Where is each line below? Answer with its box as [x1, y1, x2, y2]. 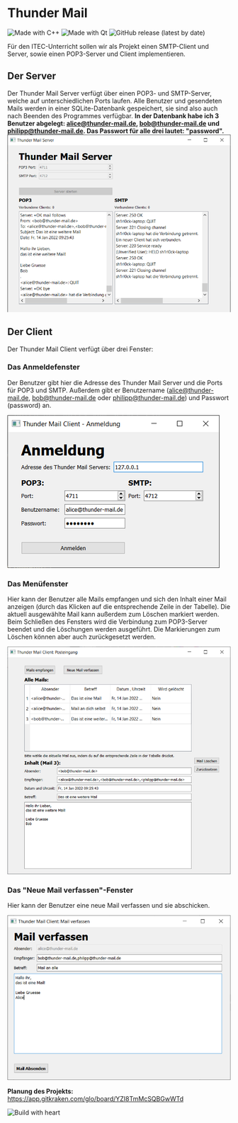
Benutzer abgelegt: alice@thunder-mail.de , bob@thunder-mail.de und [7, 119, 220, 127]
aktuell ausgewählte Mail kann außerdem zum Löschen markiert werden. [7, 610, 220, 619]
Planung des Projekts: [7, 1087, 74, 1095]
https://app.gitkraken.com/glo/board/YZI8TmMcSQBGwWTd [7, 1095, 184, 1103]
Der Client [7, 326, 53, 338]
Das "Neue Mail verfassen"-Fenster [7, 885, 133, 895]
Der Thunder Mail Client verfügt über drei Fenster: [7, 345, 154, 353]
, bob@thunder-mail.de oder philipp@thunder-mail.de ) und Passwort [28, 393, 229, 401]
